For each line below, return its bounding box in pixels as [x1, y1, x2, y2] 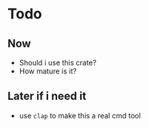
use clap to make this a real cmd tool [18, 110, 141, 120]
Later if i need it [7, 90, 87, 103]
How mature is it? [18, 66, 77, 76]
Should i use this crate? [18, 58, 97, 67]
